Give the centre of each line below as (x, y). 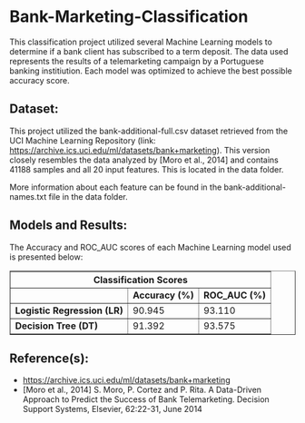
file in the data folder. (89, 196)
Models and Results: (69, 226)
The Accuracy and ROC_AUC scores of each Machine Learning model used (151, 247)
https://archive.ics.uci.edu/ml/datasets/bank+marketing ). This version (140, 150)
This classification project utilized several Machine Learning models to (141, 42)
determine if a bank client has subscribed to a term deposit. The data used (149, 51)
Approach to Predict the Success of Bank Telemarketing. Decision (146, 399)
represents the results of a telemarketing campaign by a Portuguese (137, 61)
